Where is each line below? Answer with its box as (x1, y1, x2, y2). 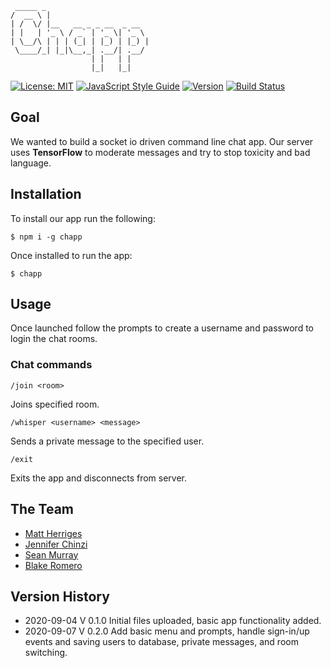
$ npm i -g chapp (10, 232, 83, 242)
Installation (10, 186, 82, 203)
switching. (24, 647, 68, 659)
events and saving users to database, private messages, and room (24, 636, 299, 648)
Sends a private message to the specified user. (10, 435, 205, 447)
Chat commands (10, 358, 93, 372)
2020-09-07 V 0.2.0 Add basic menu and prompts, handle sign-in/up (24, 625, 310, 637)
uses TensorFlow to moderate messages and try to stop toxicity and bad (10, 146, 311, 158)
